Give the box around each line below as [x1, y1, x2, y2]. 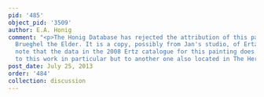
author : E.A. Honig [8, 26, 72, 34]
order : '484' [8, 70, 51, 77]
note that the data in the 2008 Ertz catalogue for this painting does [15, 48, 255, 56]
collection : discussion [8, 77, 86, 84]
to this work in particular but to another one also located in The [15, 56, 244, 63]
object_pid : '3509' [8, 19, 72, 27]
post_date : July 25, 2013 [8, 63, 93, 70]
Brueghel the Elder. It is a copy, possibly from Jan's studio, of [15, 41, 241, 48]
